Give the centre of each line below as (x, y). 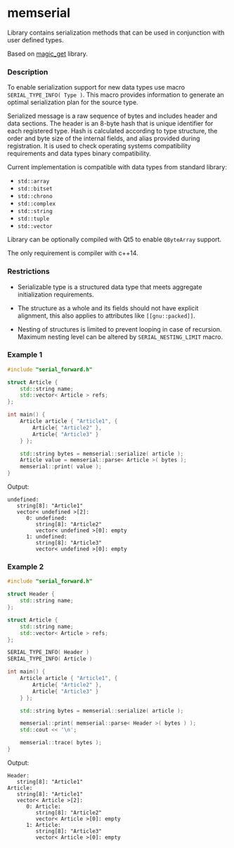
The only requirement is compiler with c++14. (73, 253)
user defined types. (36, 40)
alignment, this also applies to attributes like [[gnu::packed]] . (106, 315)
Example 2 (26, 567)
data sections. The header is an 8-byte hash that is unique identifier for (110, 123)
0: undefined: (47, 519)
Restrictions (29, 272)
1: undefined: (47, 537)
